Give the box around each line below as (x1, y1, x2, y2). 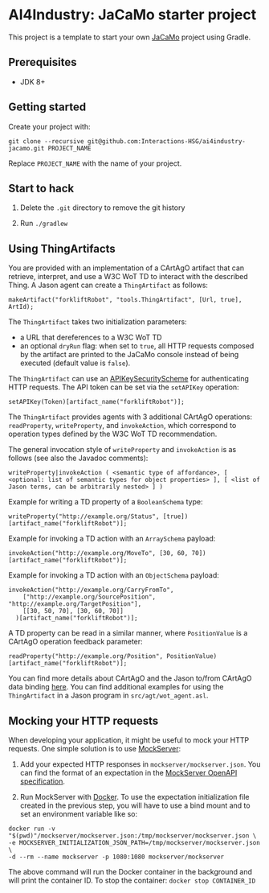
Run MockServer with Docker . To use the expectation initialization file (19, 792, 250, 801)
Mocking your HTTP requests (8, 714, 159, 727)
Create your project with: (8, 121, 91, 131)
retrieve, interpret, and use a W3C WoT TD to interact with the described (8, 272, 249, 282)
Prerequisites (8, 56, 77, 69)
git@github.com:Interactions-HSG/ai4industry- (87, 137, 247, 146)
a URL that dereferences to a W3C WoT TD (19, 332, 162, 343)
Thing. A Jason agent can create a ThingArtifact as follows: (8, 280, 209, 290)
